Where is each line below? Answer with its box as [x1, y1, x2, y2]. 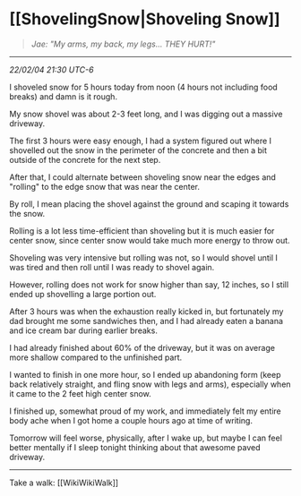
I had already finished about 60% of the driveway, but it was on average [9, 342, 276, 353]
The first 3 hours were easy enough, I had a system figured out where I [9, 135, 271, 146]
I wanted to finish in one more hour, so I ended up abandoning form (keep [9, 369, 281, 380]
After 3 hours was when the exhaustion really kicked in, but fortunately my [9, 305, 284, 317]
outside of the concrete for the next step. [9, 154, 161, 165]
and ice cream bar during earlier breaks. [9, 325, 159, 336]
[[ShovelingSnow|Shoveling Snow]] [9, 9, 280, 30]
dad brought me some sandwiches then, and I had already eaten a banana [9, 315, 284, 326]
